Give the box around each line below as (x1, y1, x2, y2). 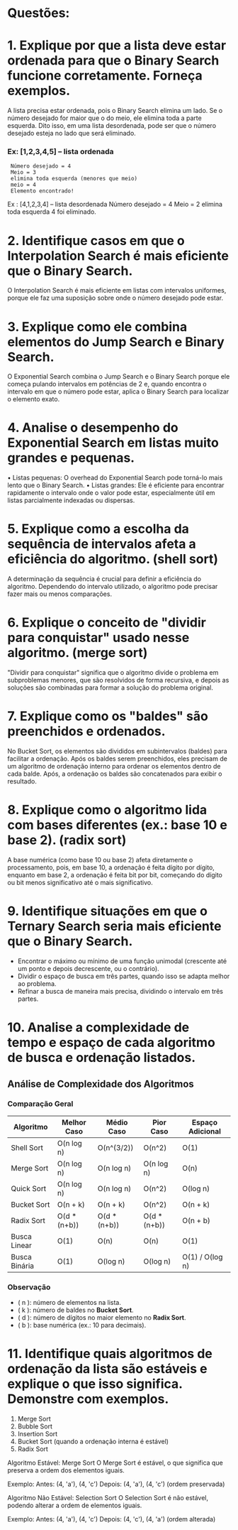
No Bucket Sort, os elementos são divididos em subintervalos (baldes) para (7, 747, 228, 756)
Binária (11, 1261, 34, 1271)
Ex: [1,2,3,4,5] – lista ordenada (7, 147, 114, 157)
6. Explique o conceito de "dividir (7, 614, 207, 631)
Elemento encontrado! (10, 188, 74, 195)
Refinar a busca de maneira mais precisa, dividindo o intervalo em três (17, 987, 223, 995)
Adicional (188, 1126, 222, 1136)
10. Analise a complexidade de (7, 1019, 190, 1036)
